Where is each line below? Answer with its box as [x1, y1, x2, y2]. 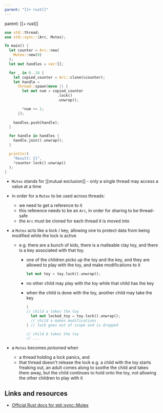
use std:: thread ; [4, 30, 40, 35]
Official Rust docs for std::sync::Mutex [11, 402, 89, 408]
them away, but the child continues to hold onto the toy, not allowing [19, 370, 157, 376]
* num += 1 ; [22, 106, 44, 111]
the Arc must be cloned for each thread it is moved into [19, 218, 130, 224]
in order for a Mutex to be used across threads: [11, 193, 105, 199]
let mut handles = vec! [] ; [9, 62, 64, 66]
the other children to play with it [19, 375, 83, 381]
